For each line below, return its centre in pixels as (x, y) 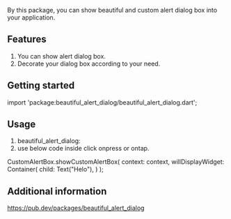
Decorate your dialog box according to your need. (89, 63)
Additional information (57, 191)
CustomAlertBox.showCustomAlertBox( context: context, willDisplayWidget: (116, 162)
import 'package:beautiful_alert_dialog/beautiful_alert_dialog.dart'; (102, 102)
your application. (31, 17)
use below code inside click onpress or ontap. (83, 149)
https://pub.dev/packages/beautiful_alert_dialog (76, 208)
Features (27, 39)
